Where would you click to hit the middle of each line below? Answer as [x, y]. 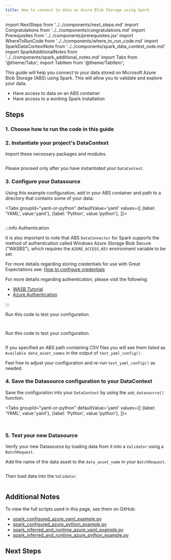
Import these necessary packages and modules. [56, 154]
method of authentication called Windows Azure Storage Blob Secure [78, 243]
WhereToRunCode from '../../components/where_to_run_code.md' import [82, 41]
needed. [14, 368]
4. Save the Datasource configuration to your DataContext [79, 381]
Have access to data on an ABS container [56, 93]
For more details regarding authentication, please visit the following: [77, 279]
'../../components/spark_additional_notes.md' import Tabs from [71, 57]
